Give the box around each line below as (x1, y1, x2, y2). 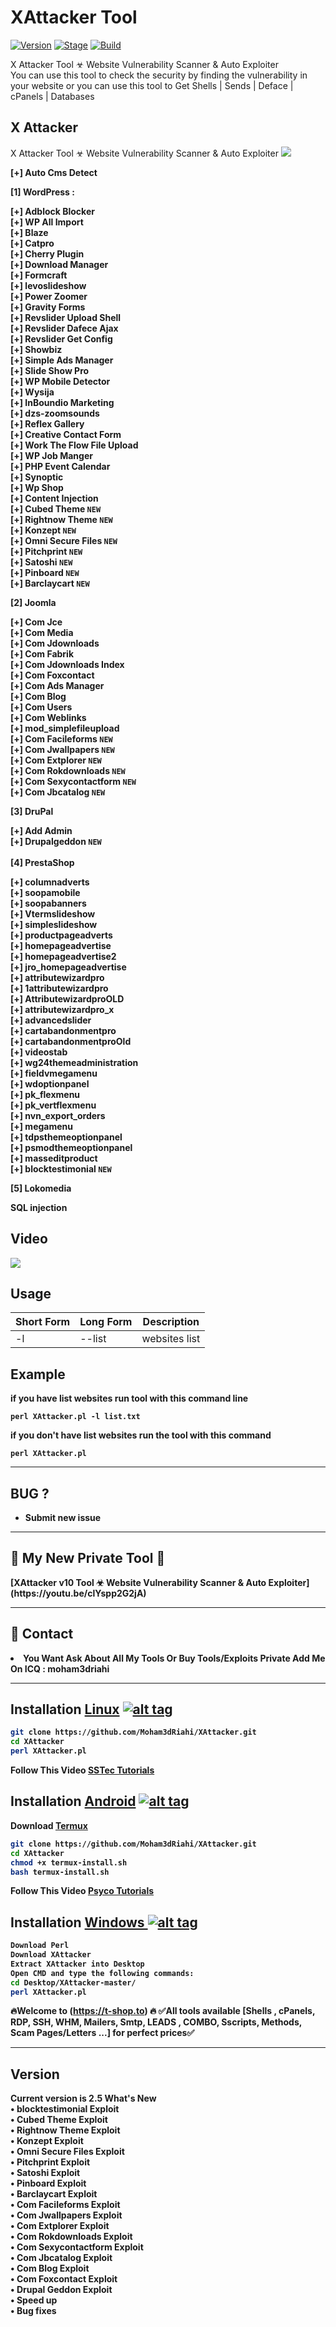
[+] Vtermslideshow (10, 907, 96, 920)
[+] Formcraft (10, 269, 68, 281)
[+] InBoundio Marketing (10, 396, 115, 408)
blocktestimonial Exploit (16, 2103, 120, 2115)
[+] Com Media (10, 626, 74, 638)
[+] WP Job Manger (10, 449, 93, 461)
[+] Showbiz (10, 343, 63, 355)
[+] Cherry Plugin (10, 247, 85, 260)
